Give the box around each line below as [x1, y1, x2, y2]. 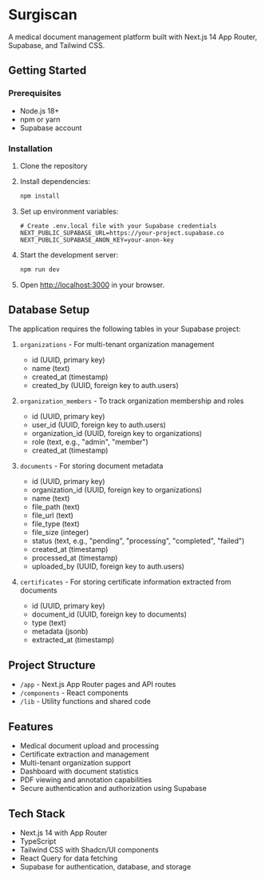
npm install [19, 192, 60, 200]
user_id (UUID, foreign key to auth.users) [31, 420, 166, 430]
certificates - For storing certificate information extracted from [19, 577, 231, 587]
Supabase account [19, 122, 82, 133]
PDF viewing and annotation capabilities [19, 775, 152, 785]
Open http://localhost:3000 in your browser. [19, 280, 165, 290]
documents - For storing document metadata [19, 461, 164, 471]
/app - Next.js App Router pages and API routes [19, 680, 176, 689]
